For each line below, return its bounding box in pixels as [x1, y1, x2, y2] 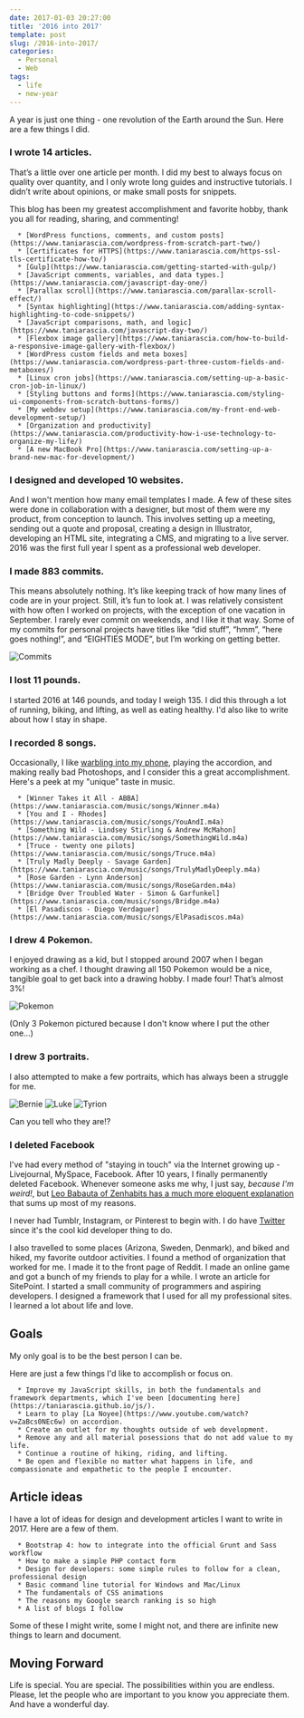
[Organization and [25, 420, 95, 430]
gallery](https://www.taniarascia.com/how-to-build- [86, 333, 290, 343]
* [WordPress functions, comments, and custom [17, 230, 196, 240]
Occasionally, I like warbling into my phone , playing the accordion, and [9, 757, 273, 767]
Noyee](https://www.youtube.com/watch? [98, 1409, 249, 1418]
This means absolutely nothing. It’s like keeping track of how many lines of [9, 585, 287, 596]
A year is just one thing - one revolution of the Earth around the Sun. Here [9, 114, 284, 125]
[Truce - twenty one [25, 841, 103, 850]
